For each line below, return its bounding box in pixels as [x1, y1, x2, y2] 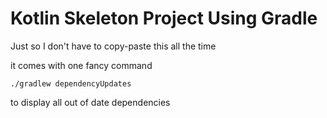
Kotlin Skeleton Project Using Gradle [10, 7, 318, 30]
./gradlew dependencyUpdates [10, 78, 132, 89]
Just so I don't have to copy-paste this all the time [10, 40, 217, 52]
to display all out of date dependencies [10, 96, 171, 108]
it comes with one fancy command [10, 59, 153, 71]
